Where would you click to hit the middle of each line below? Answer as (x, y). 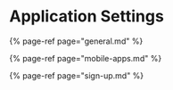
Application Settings (87, 16)
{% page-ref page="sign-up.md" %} (77, 75)
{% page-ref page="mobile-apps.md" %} (86, 58)
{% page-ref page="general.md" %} (76, 41)
